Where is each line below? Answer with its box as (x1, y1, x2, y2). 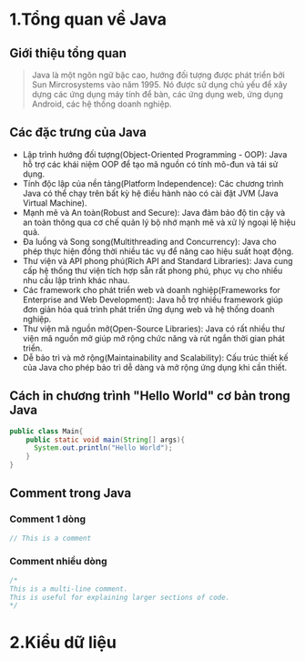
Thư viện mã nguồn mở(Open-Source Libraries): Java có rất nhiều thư (22, 323, 285, 334)
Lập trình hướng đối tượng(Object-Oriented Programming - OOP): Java (22, 148, 288, 159)
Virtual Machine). (22, 197, 87, 208)
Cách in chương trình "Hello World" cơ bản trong (9, 388, 291, 404)
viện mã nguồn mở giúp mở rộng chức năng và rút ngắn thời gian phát (22, 332, 285, 343)
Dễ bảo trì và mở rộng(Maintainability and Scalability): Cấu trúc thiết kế (22, 351, 289, 363)
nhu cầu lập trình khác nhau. (22, 274, 130, 286)
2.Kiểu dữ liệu (9, 632, 117, 653)
